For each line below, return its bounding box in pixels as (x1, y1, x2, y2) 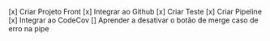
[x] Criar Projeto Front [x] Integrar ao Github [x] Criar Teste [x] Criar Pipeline (8, 7, 262, 16)
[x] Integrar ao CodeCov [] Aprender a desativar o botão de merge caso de (8, 15, 259, 25)
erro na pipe (8, 24, 49, 33)
